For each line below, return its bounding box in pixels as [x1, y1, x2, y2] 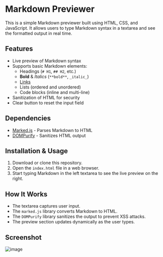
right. [12, 175, 24, 181]
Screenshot [5, 233, 42, 242]
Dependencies [5, 114, 51, 123]
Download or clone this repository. [12, 160, 82, 166]
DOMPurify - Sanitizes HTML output [12, 132, 86, 138]
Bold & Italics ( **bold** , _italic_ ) [19, 73, 89, 80]
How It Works [5, 190, 48, 198]
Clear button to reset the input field [12, 100, 84, 106]
